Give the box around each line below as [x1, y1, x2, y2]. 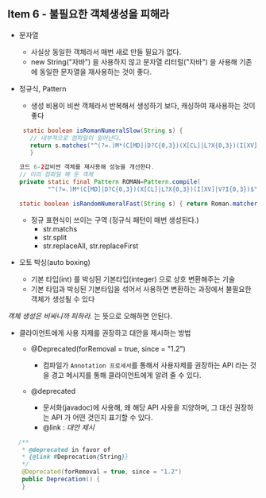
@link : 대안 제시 [42, 422, 95, 432]
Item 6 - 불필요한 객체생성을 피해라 [7, 7, 170, 21]
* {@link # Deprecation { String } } [21, 453, 129, 461]
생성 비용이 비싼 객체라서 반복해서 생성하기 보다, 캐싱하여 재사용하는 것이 [30, 100, 256, 110]
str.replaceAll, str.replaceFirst [42, 241, 139, 251]
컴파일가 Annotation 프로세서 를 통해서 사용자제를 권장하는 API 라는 [42, 360, 249, 370]
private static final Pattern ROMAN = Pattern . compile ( [18, 178, 202, 186]
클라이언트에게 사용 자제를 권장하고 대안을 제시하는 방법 [18, 328, 191, 337]
